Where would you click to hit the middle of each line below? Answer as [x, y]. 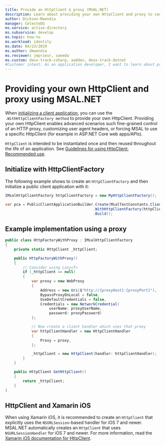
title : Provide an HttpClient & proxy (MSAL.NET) [57, 10]
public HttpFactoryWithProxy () [46, 258]
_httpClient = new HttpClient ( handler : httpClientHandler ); [94, 354]
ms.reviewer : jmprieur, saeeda [37, 55]
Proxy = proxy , [55, 340]
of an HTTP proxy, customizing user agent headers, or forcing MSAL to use [81, 129]
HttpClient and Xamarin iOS [48, 405]
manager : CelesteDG [25, 23]
